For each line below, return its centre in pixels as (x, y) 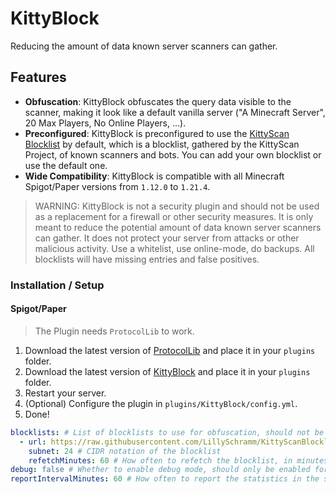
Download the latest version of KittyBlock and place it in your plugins (167, 371)
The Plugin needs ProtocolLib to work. (114, 331)
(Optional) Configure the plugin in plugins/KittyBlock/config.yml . (161, 403)
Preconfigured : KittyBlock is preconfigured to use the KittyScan (157, 133)
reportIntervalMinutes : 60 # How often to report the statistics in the (165, 479)
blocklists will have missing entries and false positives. (147, 259)
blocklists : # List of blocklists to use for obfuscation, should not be (167, 432)
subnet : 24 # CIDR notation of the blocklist (125, 451)
